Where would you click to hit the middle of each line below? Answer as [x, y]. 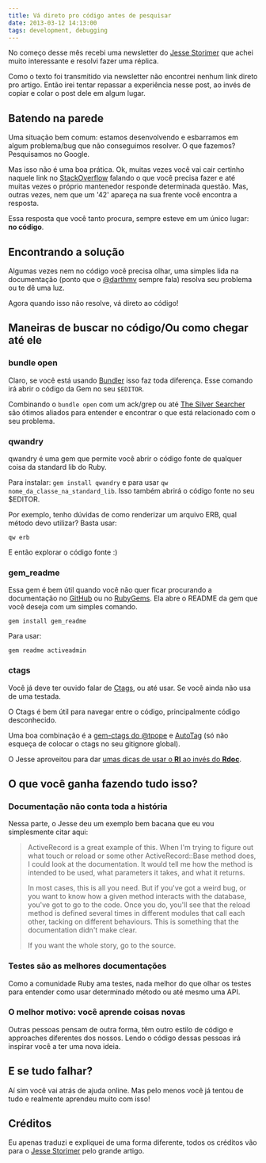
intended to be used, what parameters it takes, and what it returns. [136, 873]
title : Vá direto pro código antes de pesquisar [90, 15]
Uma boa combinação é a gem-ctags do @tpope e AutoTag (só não [118, 735]
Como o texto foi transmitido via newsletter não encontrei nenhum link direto [133, 77]
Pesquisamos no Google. [49, 154]
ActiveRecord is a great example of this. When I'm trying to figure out [141, 848]
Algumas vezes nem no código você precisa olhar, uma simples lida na [123, 271]
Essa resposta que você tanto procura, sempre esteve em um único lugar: [129, 219]
